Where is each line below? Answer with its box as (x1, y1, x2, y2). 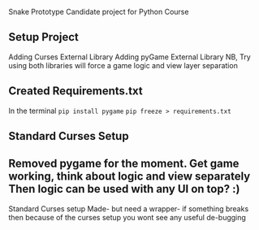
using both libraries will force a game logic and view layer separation (8, 60, 238, 70)
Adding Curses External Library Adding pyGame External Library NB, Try (8, 52, 252, 62)
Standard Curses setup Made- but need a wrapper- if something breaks (8, 203, 249, 214)
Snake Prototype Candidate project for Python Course (8, 7, 189, 16)
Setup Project (8, 30, 80, 44)
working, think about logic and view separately (8, 170, 251, 184)
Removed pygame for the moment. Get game (8, 157, 240, 171)
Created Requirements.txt (8, 85, 144, 98)
